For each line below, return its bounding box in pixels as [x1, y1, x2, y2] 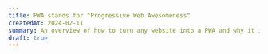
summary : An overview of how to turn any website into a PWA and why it [8, 26, 255, 34]
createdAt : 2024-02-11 [8, 19, 84, 27]
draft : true [8, 33, 48, 42]
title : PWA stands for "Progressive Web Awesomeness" [8, 11, 191, 20]
